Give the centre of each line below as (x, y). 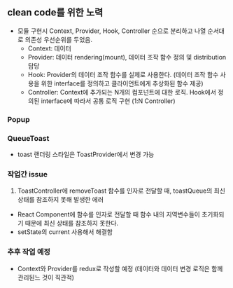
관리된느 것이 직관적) (46, 277)
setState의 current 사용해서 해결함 (65, 232)
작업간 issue (27, 174)
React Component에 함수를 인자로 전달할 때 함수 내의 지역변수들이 (109, 214)
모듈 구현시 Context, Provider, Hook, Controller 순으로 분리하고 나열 (112, 31)
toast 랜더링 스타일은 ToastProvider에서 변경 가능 (86, 155)
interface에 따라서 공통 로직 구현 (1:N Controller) (108, 101)
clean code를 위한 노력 (55, 13)
